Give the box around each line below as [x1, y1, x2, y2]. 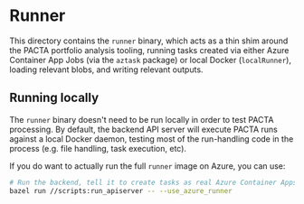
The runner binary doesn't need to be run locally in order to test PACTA [9, 114, 274, 125]
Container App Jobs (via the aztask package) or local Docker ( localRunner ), [9, 54, 292, 65]
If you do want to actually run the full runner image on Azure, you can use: [9, 160, 286, 172]
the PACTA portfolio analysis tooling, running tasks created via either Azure [9, 44, 290, 55]
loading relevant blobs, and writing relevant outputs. [9, 64, 204, 75]
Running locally [9, 90, 100, 106]
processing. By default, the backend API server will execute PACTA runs [9, 124, 278, 134]
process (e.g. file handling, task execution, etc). [9, 143, 187, 153]
